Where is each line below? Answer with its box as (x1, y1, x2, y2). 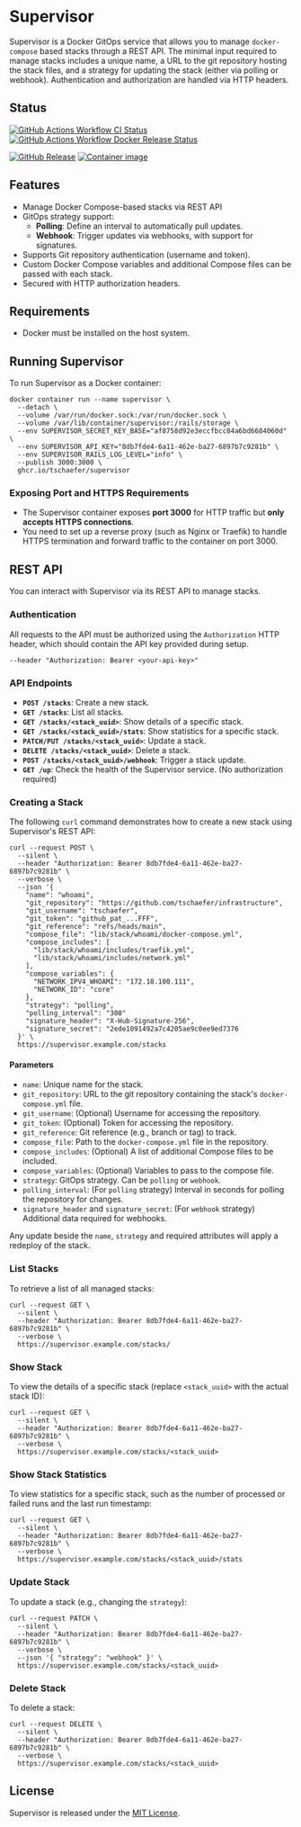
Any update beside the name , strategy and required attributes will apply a (9, 1230, 279, 1241)
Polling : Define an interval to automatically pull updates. (35, 220, 243, 231)
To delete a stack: (9, 1702, 75, 1713)
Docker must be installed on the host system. (22, 328, 190, 338)
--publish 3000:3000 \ (17, 458, 102, 467)
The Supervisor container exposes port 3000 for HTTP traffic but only (22, 507, 285, 518)
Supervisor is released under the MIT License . (9, 1807, 181, 1818)
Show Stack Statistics (9, 1468, 107, 1480)
